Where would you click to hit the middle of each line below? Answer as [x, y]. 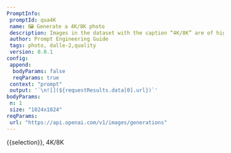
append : [20, 65]
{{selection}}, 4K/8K [36, 142]
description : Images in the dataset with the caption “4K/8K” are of [111, 33]
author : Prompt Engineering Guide [59, 39]
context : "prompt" [36, 84]
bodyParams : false [39, 71]
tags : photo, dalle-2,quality [53, 45]
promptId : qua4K [33, 20]
